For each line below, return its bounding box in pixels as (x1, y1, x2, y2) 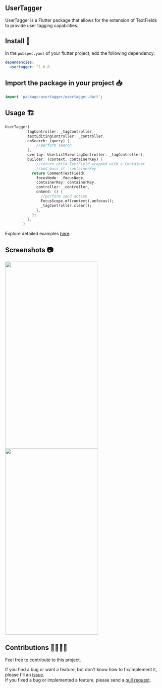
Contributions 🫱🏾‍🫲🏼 (5, 644, 68, 652)
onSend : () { (36, 189, 63, 195)
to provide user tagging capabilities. (5, 22, 79, 28)
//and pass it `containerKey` (36, 166, 99, 171)
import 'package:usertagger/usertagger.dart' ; (5, 95, 103, 99)
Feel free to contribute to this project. (5, 657, 81, 663)
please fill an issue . (5, 672, 45, 678)
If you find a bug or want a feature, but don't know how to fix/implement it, (5, 666, 157, 672)
